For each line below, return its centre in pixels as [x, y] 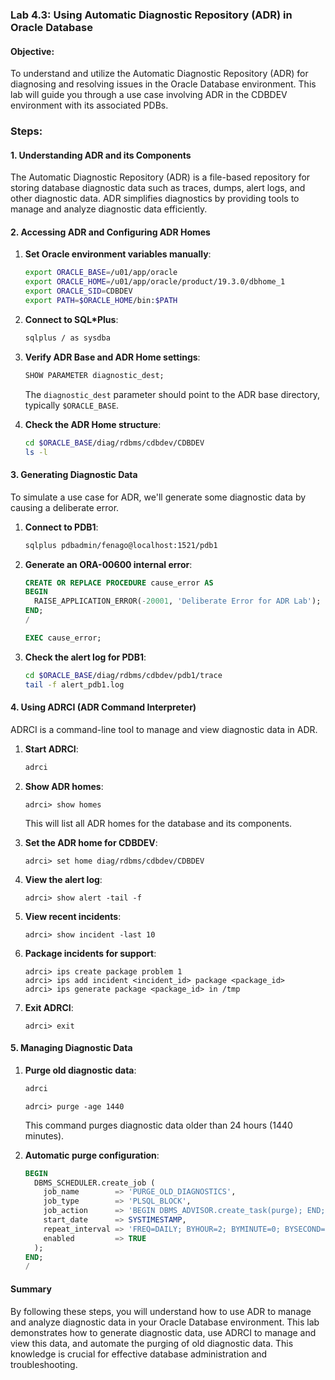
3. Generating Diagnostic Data [74, 475]
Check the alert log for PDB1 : [85, 657]
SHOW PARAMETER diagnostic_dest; [94, 375]
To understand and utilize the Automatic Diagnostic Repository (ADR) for [159, 74]
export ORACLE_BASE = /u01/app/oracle [101, 273]
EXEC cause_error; [63, 638]
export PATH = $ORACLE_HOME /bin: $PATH [101, 301]
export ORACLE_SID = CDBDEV [78, 291]
